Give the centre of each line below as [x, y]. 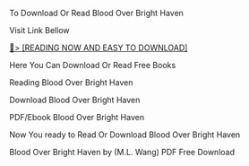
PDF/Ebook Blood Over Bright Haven [77, 117]
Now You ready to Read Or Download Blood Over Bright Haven [125, 135]
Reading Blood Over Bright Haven [71, 83]
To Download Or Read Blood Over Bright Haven [96, 13]
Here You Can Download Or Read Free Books [93, 65]
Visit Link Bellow [39, 30]
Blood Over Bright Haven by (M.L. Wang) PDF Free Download [122, 152]
